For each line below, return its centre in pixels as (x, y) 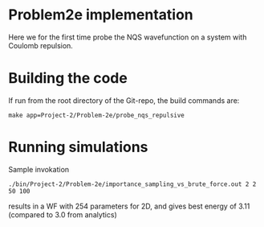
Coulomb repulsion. (41, 45)
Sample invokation (39, 169)
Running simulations (78, 147)
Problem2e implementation (101, 15)
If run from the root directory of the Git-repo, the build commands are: (124, 100)
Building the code (68, 78)
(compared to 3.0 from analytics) (63, 214)
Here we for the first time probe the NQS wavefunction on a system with (128, 37)
